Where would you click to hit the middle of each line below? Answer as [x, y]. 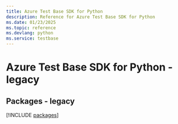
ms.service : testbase [32, 38]
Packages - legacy [40, 101]
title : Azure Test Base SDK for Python [55, 11]
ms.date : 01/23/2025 [31, 22]
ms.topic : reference [31, 28]
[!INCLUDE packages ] [32, 115]
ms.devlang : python [30, 33]
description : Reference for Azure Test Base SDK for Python [81, 17]
